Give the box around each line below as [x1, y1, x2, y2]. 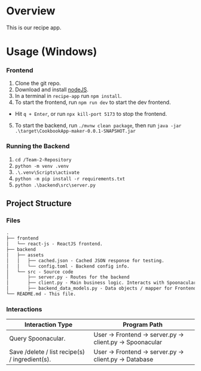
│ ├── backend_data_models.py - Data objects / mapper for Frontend [6, 286, 197, 292]
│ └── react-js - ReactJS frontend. [6, 241, 103, 247]
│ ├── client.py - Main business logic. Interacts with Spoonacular [6, 280, 197, 286]
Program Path [122, 321, 163, 329]
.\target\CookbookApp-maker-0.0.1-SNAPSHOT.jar [14, 128, 136, 134]
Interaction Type [24, 321, 73, 329]
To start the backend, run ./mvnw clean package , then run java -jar [14, 122, 182, 129]
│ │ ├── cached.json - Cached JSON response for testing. [6, 257, 165, 263]
